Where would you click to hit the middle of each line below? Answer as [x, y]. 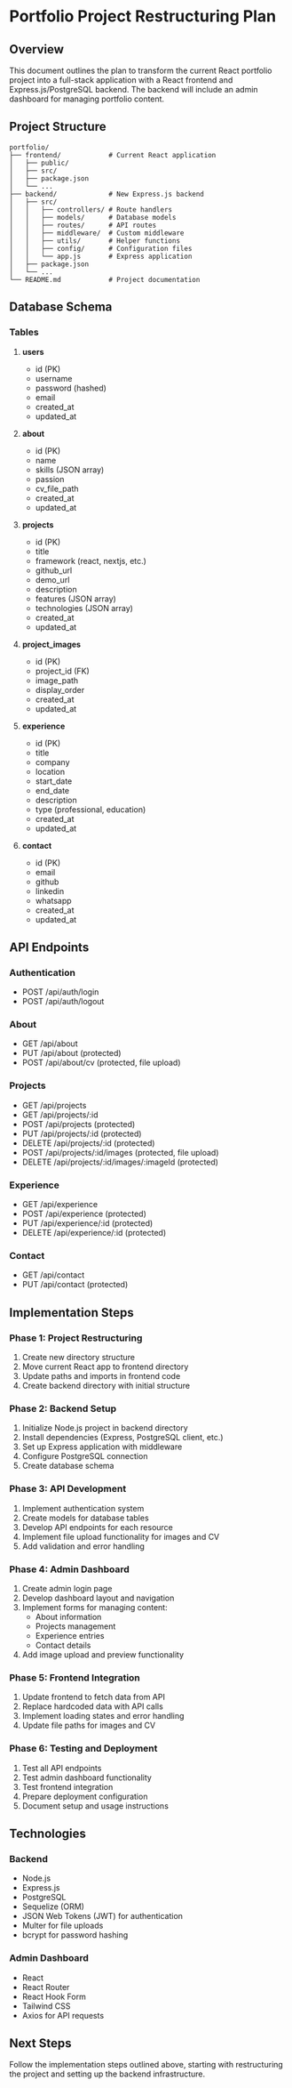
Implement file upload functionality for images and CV [121, 1536]
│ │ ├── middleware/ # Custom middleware [97, 233]
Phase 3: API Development [68, 1489]
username [54, 378]
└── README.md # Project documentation [105, 279]
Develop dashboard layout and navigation [98, 1598]
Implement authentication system [83, 1508]
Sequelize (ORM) [53, 1907]
